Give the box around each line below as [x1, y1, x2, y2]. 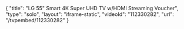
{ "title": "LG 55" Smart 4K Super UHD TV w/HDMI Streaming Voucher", [5, 5, 179, 11]
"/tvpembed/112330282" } [5, 17, 69, 23]
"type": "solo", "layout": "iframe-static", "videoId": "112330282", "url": [5, 11, 175, 18]
